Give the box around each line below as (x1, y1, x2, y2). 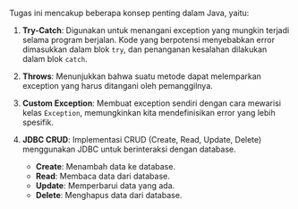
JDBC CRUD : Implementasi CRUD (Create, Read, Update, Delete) (21, 135, 262, 144)
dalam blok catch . (21, 54, 88, 64)
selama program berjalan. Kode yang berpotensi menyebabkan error (21, 35, 276, 45)
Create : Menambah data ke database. (35, 161, 176, 171)
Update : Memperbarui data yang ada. (35, 180, 175, 191)
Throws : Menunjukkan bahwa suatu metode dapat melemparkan (21, 71, 262, 82)
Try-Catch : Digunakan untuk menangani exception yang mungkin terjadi (21, 25, 290, 35)
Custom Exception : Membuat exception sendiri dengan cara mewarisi (21, 98, 282, 109)
